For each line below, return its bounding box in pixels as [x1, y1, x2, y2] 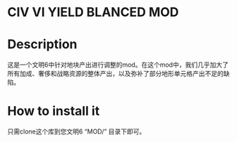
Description [7, 37, 78, 53]
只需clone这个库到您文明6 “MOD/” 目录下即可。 [7, 127, 146, 136]
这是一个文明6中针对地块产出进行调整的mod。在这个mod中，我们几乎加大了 [7, 60, 229, 69]
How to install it [7, 103, 100, 120]
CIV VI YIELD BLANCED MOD [7, 4, 179, 20]
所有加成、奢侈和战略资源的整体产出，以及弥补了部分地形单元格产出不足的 [7, 70, 224, 78]
